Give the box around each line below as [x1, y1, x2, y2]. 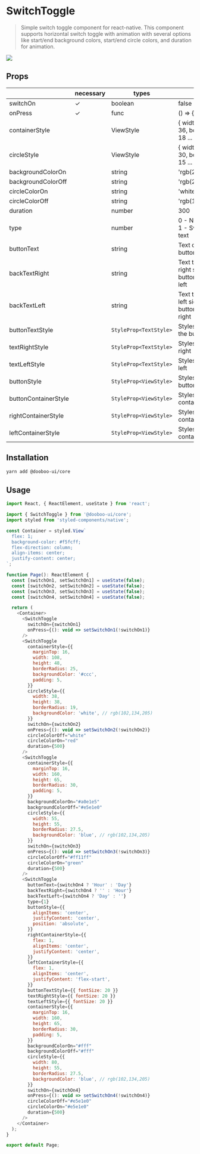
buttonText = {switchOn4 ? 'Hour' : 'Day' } [27, 882, 132, 888]
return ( [11, 605, 33, 611]
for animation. [20, 43, 55, 50]
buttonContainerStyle [9, 394, 70, 403]
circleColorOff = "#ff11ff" [27, 854, 92, 860]
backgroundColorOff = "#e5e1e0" [27, 804, 102, 810]
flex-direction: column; [11, 544, 73, 550]
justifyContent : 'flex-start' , [32, 976, 111, 982]
